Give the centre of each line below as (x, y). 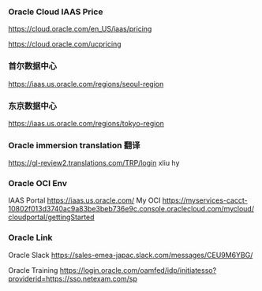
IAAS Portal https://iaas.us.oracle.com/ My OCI (84, 200)
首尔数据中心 (33, 66)
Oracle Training (33, 270)
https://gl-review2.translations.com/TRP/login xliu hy (94, 163)
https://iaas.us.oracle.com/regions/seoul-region (86, 84)
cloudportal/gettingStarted (51, 217)
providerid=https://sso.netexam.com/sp (73, 278)
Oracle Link (30, 237)
